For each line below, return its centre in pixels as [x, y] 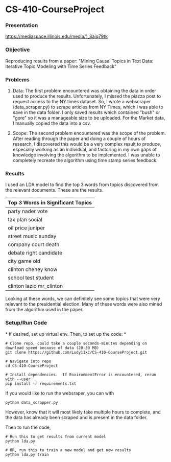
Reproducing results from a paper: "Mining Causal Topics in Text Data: [79, 61]
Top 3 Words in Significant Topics [50, 203]
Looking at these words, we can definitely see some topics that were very [83, 299]
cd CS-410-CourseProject [32, 366]
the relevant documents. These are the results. [54, 190]
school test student [31, 278]
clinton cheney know [33, 269]
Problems [17, 79]
